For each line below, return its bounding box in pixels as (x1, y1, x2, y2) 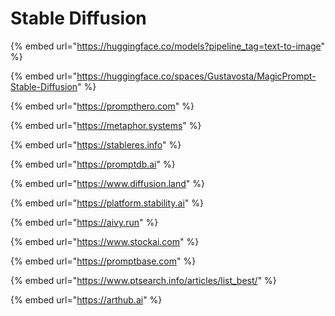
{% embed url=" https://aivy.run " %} (10, 216, 159, 228)
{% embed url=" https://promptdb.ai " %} (10, 158, 176, 170)
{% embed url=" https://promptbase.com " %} (10, 255, 197, 267)
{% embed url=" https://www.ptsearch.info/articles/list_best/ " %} (10, 274, 277, 286)
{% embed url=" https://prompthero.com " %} (10, 100, 195, 112)
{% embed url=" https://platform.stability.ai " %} (10, 197, 205, 209)
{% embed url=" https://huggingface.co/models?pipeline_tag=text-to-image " (10, 40, 326, 52)
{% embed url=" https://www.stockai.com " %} (10, 235, 200, 247)
